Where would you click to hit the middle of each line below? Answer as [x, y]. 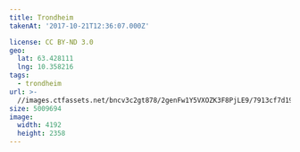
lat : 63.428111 [46, 59]
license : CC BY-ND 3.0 [51, 42]
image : [21, 117]
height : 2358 [42, 134]
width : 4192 [40, 125]
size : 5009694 [36, 108]
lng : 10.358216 [46, 67]
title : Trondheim [42, 17]
